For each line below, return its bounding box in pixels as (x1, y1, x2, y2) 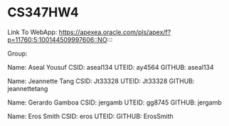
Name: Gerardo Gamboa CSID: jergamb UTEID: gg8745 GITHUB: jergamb (7, 98, 222, 107)
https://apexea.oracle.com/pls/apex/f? (58, 28, 171, 36)
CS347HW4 (7, 4, 80, 21)
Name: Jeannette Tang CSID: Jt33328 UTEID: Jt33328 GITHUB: (7, 76, 195, 85)
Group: (7, 49, 28, 58)
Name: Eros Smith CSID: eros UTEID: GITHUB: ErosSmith (7, 112, 174, 120)
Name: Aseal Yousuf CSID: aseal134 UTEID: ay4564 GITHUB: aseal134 (7, 63, 215, 71)
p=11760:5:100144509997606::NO (7, 35, 108, 43)
